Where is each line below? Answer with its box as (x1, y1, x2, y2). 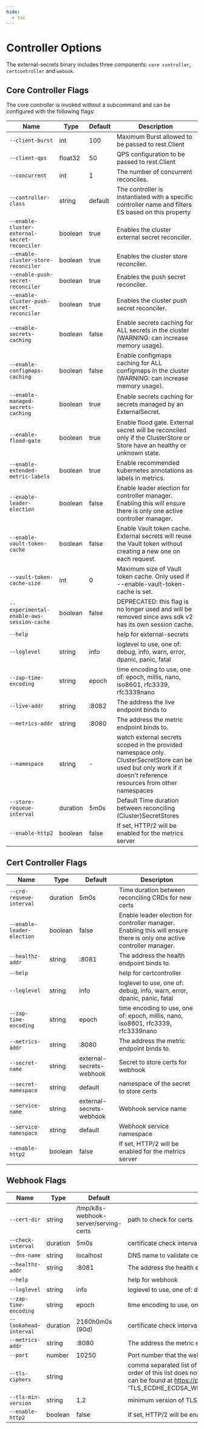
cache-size (9, 580, 41, 587)
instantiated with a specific (116, 193, 193, 201)
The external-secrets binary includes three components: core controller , (6, 61, 191, 68)
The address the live (116, 698, 175, 707)
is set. (135, 588, 153, 596)
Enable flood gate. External (116, 418, 194, 427)
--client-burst (9, 137, 53, 144)
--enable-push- (9, 271, 53, 278)
